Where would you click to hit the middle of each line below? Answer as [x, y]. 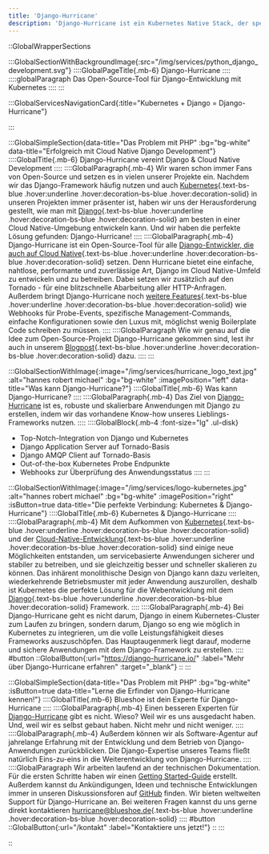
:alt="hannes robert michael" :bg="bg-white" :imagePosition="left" [119, 380]
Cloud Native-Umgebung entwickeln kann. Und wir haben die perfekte [124, 228]
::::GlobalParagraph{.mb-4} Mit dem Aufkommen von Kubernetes [116, 522]
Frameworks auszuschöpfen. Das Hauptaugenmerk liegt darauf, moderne [129, 641]
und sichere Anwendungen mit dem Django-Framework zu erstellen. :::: [126, 649]
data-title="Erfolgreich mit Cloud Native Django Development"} [112, 151]
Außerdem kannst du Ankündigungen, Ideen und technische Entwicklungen [133, 784]
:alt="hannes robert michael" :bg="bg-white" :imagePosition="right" [121, 496]
